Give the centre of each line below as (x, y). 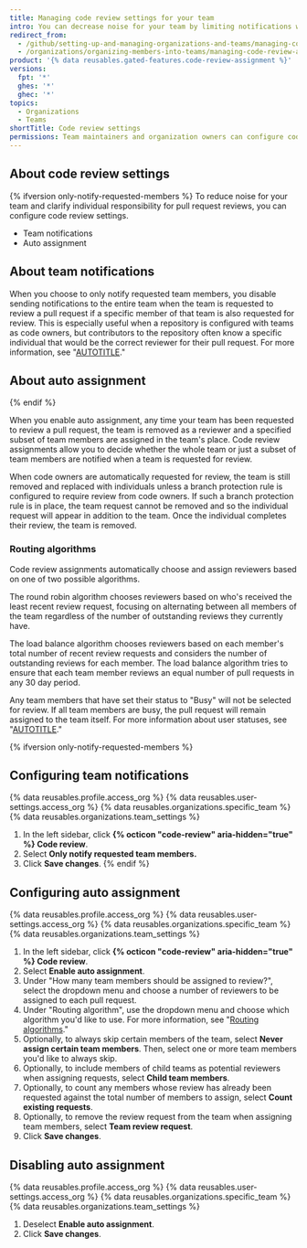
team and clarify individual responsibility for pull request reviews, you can (148, 206)
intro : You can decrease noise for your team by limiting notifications (151, 27)
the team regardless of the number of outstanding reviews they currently (146, 616)
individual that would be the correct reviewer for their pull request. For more (152, 342)
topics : (24, 103)
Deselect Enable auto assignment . (89, 1224)
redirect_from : (38, 35)
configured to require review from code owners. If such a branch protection (152, 496)
